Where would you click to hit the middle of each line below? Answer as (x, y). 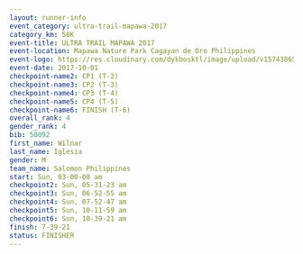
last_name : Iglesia (46, 151)
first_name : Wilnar (46, 143)
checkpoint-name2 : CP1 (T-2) (64, 77)
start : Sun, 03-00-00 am (56, 177)
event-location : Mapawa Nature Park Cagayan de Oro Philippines (133, 51)
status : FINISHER (42, 235)
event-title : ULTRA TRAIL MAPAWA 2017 (82, 43)
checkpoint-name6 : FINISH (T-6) (70, 110)
